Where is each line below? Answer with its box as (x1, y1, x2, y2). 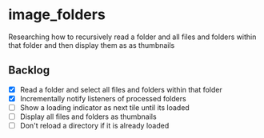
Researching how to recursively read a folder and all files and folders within (8, 32, 257, 41)
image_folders (8, 6, 106, 24)
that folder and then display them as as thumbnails (8, 40, 175, 49)
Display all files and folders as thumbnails (19, 112, 158, 121)
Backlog (8, 64, 50, 77)
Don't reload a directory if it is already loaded (19, 121, 170, 130)
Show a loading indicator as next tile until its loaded (19, 102, 190, 112)
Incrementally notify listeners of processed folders (19, 93, 186, 103)
